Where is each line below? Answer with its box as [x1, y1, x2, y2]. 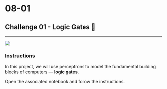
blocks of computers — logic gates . [5, 69, 79, 75]
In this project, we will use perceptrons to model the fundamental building [5, 64, 156, 70]
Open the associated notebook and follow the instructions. [5, 79, 125, 85]
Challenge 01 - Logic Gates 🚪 [5, 23, 96, 31]
